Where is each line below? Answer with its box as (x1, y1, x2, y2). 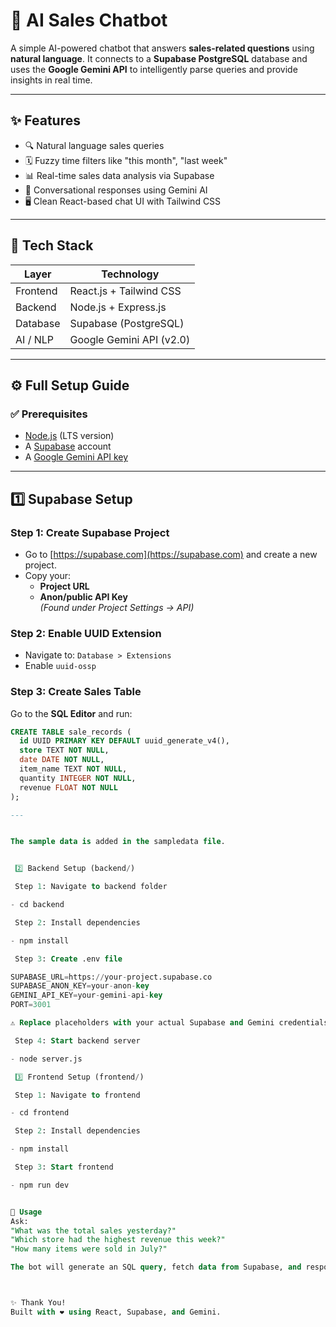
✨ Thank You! (10, 1298, 67, 1308)
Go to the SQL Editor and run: (10, 707, 133, 719)
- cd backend (10, 900, 65, 910)
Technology (101, 267, 160, 281)
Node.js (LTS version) (24, 430, 115, 442)
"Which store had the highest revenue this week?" (10, 1235, 226, 1245)
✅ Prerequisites (10, 407, 88, 421)
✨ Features (10, 112, 81, 129)
